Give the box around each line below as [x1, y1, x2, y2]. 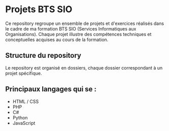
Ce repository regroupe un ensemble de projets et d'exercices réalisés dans [5, 20, 164, 26]
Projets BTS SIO [5, 4, 73, 15]
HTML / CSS [12, 98, 39, 105]
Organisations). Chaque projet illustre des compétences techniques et [5, 31, 152, 37]
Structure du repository [5, 51, 81, 60]
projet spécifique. [5, 70, 42, 76]
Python [12, 114, 28, 120]
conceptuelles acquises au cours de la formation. [5, 37, 109, 43]
